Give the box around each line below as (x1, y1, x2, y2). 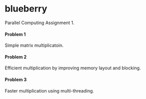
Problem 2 (5, 54, 27, 60)
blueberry (5, 3, 47, 15)
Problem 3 (5, 76, 27, 82)
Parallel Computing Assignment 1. (5, 20, 75, 26)
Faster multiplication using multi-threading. (5, 87, 94, 93)
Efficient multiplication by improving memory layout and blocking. (5, 65, 141, 71)
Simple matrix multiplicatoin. (5, 42, 64, 48)
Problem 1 (5, 31, 26, 37)
